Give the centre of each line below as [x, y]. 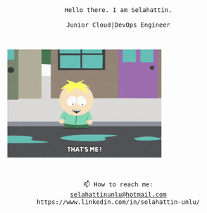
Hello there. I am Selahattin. [118, 10]
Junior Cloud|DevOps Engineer [118, 25]
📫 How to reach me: [118, 185]
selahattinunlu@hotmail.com [118, 195]
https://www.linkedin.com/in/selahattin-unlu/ [118, 202]
